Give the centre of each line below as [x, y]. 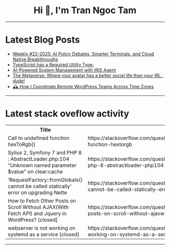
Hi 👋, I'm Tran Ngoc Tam [85, 10]
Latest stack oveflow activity [67, 114]
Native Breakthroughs [35, 59]
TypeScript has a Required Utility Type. [53, 64]
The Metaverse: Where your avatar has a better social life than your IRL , [88, 75]
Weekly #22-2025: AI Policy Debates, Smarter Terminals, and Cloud [83, 54]
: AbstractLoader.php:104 [39, 159]
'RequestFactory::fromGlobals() [45, 180]
